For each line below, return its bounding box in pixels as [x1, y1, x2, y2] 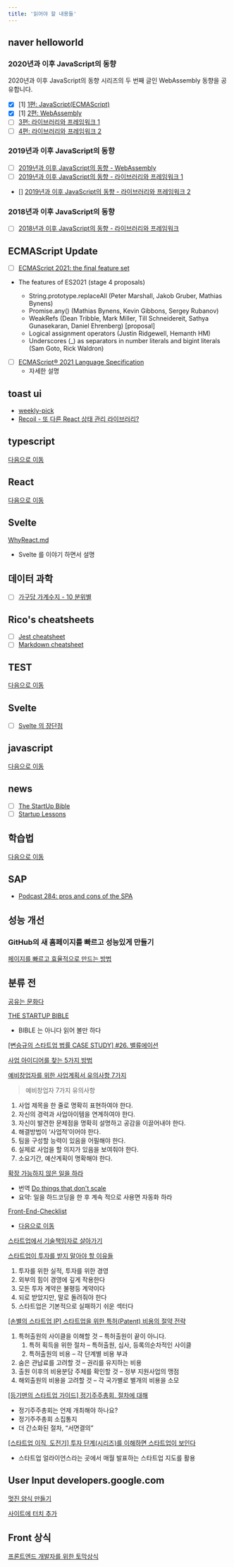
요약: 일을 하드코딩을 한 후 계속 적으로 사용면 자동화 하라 [18, 1193, 173, 1201]
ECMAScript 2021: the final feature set [18, 264, 130, 273]
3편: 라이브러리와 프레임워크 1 [18, 118, 101, 126]
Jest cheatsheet [18, 633, 66, 641]
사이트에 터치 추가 [8, 1509, 57, 1518]
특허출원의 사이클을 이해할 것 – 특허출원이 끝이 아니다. [18, 1332, 166, 1340]
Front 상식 [8, 1532, 51, 1544]
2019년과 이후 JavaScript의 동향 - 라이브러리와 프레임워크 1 [18, 172, 184, 181]
